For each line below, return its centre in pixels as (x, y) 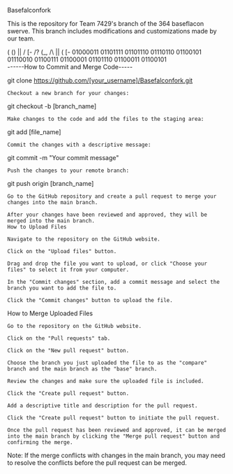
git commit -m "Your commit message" (63, 158)
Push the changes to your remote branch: (68, 171)
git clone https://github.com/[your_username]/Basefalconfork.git (100, 80)
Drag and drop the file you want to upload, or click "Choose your (107, 264)
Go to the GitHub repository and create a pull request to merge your (112, 196)
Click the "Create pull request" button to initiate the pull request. (113, 418)
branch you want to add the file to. (62, 288)
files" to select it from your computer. (68, 270)
